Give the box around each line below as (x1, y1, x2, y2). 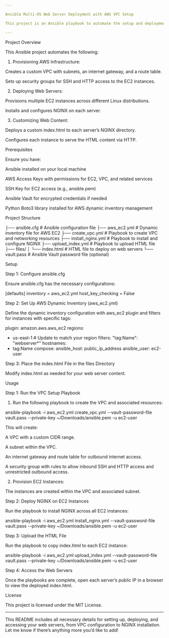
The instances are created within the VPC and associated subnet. (5, 488, 141, 494)
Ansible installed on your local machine (5, 166, 87, 172)
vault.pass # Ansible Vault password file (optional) (5, 251, 109, 257)
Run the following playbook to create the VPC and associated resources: (12, 399, 163, 405)
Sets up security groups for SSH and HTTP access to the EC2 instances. (5, 78, 155, 84)
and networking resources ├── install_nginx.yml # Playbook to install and (5, 235, 158, 241)
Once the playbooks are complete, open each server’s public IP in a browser (5, 577, 163, 583)
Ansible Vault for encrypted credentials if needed (5, 195, 107, 201)
